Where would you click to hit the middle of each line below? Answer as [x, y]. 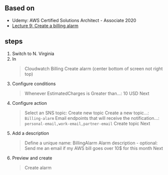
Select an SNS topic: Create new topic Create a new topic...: [87, 113]
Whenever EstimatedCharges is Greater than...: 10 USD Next [87, 93]
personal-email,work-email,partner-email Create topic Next [87, 123]
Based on [20, 8]
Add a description [30, 133]
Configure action [29, 103]
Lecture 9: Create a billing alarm [45, 26]
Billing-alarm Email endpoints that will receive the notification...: [92, 118]
